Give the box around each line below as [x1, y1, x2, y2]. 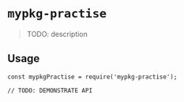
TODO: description [26, 29, 88, 38]
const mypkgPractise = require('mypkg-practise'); [7, 73, 178, 81]
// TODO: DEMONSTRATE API [7, 86, 92, 94]
